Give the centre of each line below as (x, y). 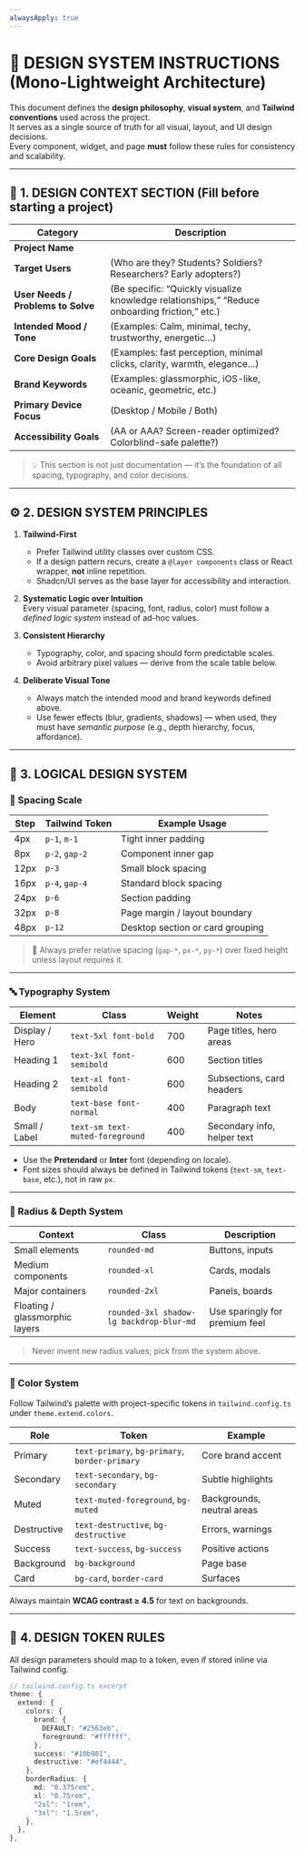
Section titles (235, 1060)
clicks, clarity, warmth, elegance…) (185, 364)
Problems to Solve (54, 306)
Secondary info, (241, 1127)
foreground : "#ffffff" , (87, 1736)
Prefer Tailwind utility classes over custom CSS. (125, 552)
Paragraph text (239, 1108)
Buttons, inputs (241, 1250)
